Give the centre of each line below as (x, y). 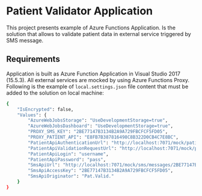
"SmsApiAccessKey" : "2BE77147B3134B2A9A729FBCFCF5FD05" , (100, 171)
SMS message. (25, 40)
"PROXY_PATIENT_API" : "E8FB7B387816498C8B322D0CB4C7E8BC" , (103, 137)
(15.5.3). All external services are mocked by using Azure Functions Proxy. (98, 80)
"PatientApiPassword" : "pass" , (67, 159)
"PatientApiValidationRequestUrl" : (72, 148)
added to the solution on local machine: (55, 93)
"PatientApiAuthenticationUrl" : (69, 143)
